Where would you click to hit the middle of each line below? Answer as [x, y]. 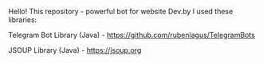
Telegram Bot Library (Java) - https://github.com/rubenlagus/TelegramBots [131, 35]
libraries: [23, 20]
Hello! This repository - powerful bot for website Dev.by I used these [121, 11]
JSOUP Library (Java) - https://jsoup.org [75, 50]
